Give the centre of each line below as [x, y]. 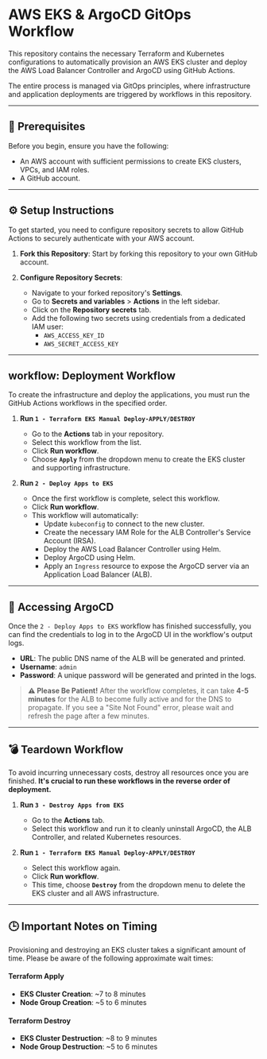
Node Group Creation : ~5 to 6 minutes [83, 1003]
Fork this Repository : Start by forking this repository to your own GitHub [139, 253]
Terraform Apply [37, 976]
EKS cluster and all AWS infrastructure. [95, 893]
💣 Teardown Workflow [66, 750]
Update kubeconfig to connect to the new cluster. [124, 524]
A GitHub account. [50, 178]
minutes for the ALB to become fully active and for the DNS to [130, 699]
